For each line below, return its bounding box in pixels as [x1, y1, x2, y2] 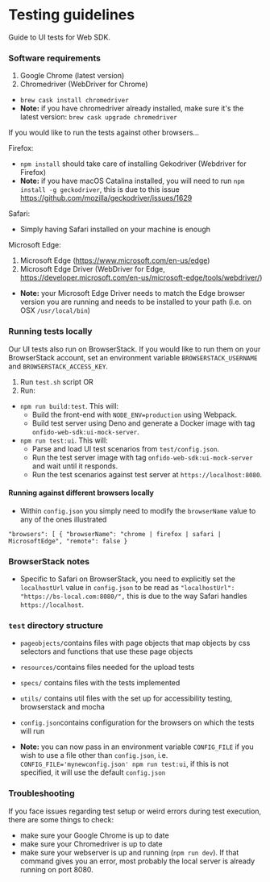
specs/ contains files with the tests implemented [19, 678, 181, 688]
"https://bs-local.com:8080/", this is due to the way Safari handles [19, 591, 247, 601]
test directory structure [8, 619, 104, 630]
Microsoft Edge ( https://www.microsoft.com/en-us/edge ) [19, 256, 210, 265]
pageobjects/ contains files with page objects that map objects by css [19, 639, 251, 648]
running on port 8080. [19, 864, 94, 874]
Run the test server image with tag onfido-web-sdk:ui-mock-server [31, 452, 254, 462]
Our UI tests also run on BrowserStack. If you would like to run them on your [8, 344, 261, 354]
